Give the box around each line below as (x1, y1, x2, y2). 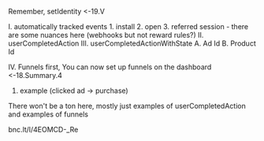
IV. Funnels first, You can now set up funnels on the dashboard (8, 62, 212, 72)
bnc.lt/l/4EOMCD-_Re (8, 125, 79, 134)
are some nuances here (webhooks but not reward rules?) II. (8, 31, 204, 39)
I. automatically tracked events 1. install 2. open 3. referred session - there (8, 22, 249, 31)
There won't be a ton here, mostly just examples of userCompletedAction (8, 102, 246, 110)
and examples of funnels (8, 109, 89, 119)
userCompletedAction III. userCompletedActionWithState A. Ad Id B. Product (8, 39, 256, 48)
